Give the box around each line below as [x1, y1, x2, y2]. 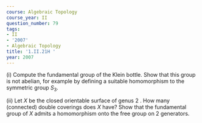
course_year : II [6, 15, 47, 21]
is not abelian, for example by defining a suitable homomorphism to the [6, 77, 184, 85]
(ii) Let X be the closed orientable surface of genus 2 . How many [6, 97, 170, 104]
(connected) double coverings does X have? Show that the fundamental [6, 104, 187, 111]
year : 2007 [6, 54, 34, 60]
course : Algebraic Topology [6, 9, 78, 15]
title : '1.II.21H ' [6, 49, 56, 55]
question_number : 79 [6, 20, 59, 26]
